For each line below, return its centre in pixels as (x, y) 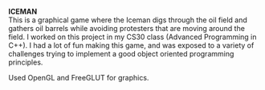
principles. (26, 62)
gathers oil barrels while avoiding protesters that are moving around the (126, 28)
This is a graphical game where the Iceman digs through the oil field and (128, 20)
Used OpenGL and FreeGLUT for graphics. (79, 78)
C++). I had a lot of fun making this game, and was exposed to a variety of (131, 45)
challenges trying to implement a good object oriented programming (121, 54)
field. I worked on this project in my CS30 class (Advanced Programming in (132, 37)
